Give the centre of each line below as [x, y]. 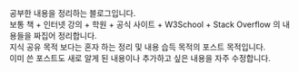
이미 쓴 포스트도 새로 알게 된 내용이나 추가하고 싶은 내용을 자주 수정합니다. [140, 58]
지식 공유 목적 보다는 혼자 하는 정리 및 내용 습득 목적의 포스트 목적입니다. [138, 47]
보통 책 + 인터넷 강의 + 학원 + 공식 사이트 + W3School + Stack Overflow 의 [145, 24]
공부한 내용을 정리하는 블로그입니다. [73, 13]
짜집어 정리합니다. [65, 36]
